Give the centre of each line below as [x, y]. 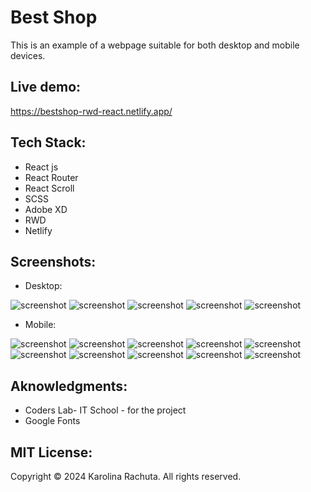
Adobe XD [46, 209]
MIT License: [51, 452]
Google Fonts [52, 421]
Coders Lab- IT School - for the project [105, 410]
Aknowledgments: [69, 386]
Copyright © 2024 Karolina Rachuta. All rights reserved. [126, 476]
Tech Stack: [48, 142]
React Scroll [49, 188]
